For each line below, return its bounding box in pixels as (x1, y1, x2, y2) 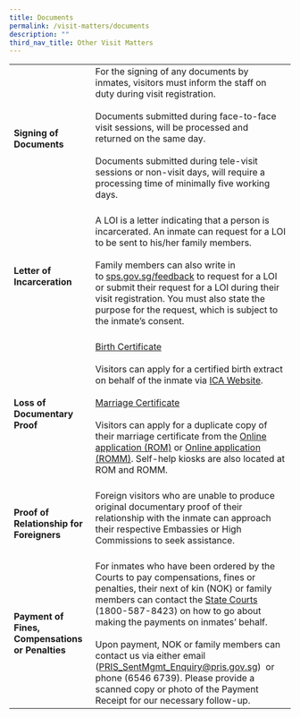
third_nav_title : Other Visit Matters (9, 38, 154, 47)
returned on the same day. (95, 132, 206, 145)
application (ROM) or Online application (95, 441, 262, 454)
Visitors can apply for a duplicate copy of (95, 419, 268, 432)
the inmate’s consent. (95, 315, 185, 328)
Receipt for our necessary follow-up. (95, 695, 251, 707)
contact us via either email (95, 650, 206, 662)
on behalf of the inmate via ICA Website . (95, 374, 263, 387)
